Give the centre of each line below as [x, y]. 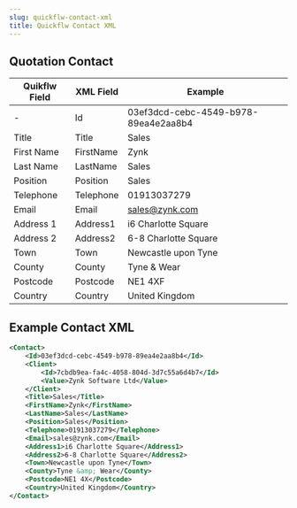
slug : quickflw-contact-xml [61, 17]
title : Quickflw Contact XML [63, 26]
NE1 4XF [146, 281]
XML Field [97, 92]
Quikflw [40, 87]
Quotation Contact [61, 62]
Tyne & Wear [154, 267]
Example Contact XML [72, 327]
